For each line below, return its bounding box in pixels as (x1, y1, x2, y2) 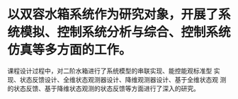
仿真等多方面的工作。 (7, 42, 132, 58)
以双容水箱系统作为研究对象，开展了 (7, 6, 219, 23)
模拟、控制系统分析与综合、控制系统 (20, 24, 232, 40)
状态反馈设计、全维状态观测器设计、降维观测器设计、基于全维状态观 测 (19, 75, 227, 83)
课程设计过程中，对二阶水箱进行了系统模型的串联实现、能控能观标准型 (7, 66, 212, 75)
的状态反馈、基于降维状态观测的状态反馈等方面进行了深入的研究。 (7, 84, 200, 93)
